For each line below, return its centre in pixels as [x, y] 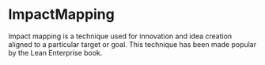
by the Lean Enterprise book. [55, 52]
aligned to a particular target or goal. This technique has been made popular [132, 44]
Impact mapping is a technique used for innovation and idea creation [120, 36]
